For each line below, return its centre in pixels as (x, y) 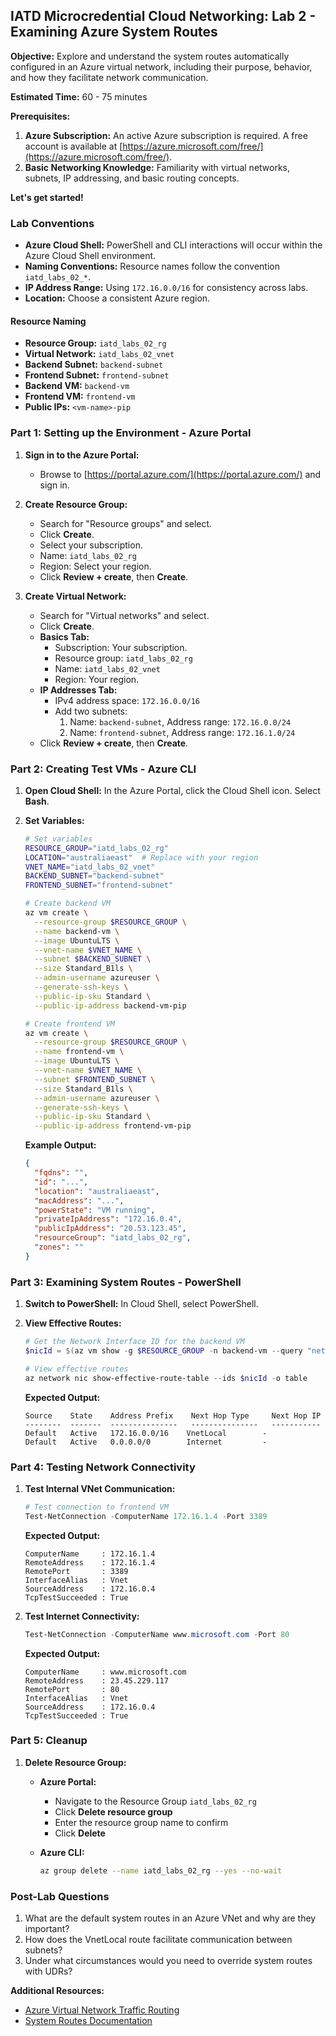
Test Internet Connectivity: (82, 1616)
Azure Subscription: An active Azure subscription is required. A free (166, 135)
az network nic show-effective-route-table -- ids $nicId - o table (166, 1378)
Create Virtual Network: (75, 596)
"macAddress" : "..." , (79, 1200)
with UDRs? (48, 1971)
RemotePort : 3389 (76, 1571)
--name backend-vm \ (77, 931)
